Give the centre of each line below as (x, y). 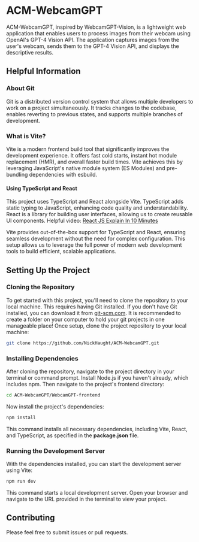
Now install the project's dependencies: (55, 406)
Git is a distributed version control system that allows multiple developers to (100, 101)
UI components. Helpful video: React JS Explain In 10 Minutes (82, 221)
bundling (17, 174)
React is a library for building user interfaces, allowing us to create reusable (99, 214)
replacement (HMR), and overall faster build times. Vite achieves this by (94, 162)
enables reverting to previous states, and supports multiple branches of (94, 114)
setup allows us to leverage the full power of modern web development (94, 245)
